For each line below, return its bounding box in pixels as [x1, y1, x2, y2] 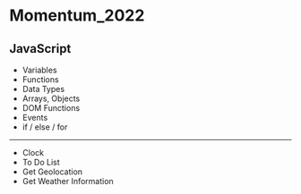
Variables [21, 64, 57, 75]
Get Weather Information [21, 176, 114, 186]
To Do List [21, 157, 60, 167]
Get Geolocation [21, 166, 83, 177]
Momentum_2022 [9, 5, 145, 26]
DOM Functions [21, 103, 81, 113]
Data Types [21, 84, 65, 94]
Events [21, 113, 48, 122]
